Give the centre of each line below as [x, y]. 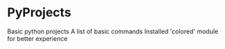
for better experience [37, 38]
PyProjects [39, 13]
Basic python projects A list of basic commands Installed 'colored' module [113, 31]
